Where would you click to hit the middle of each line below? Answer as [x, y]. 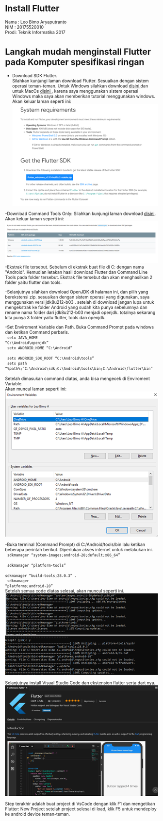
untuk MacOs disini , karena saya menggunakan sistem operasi [75, 91]
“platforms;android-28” [29, 586]
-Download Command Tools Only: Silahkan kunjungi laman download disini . [81, 213]
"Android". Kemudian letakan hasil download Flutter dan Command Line [76, 272]
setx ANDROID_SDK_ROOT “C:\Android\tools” [51, 359]
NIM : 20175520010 [24, 27]
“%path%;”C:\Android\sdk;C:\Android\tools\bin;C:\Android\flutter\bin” [79, 369]
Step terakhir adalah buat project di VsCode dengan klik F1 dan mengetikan [80, 804]
